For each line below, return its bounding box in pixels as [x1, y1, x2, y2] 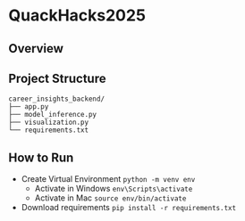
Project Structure [8, 70, 106, 86]
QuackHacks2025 [8, 5, 147, 26]
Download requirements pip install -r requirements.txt [21, 202, 237, 213]
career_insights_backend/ [8, 94, 105, 103]
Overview [8, 41, 64, 56]
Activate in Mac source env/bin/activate [34, 192, 187, 203]
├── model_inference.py [8, 110, 97, 119]
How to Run [8, 150, 74, 165]
